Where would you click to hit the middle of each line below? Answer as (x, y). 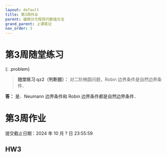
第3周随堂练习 (35, 55)
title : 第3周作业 (22, 15)
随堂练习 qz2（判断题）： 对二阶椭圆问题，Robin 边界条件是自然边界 (88, 80)
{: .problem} (18, 69)
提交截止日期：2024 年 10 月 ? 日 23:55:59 (49, 133)
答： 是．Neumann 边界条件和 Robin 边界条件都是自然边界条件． (72, 96)
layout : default (22, 10)
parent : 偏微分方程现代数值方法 (35, 19)
